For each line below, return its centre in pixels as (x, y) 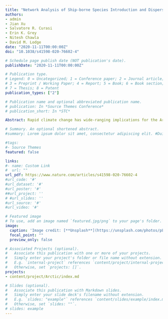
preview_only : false (31, 240)
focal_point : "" (26, 235)
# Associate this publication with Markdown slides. (63, 290)
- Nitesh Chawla (22, 38)
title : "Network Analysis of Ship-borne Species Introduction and (76, 10)
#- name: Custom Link (28, 166)
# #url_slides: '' (24, 198)
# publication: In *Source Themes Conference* (54, 106)
